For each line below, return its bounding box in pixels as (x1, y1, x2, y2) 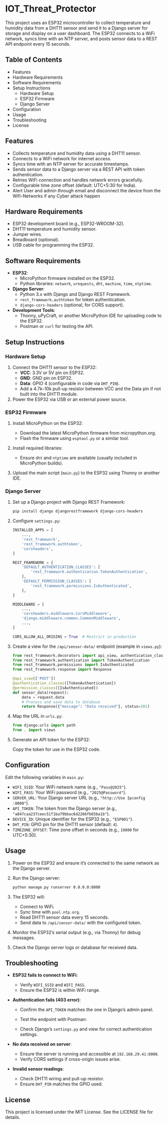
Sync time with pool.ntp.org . (20, 909, 80, 915)
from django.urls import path (12, 723, 76, 728)
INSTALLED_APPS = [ (12, 528, 54, 533)
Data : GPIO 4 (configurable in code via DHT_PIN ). (20, 380, 120, 386)
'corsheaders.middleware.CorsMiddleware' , (22, 611, 112, 616)
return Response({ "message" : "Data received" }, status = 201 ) (22, 704, 150, 709)
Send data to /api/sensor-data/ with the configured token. (20, 920, 141, 926)
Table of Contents (5, 56, 63, 64)
